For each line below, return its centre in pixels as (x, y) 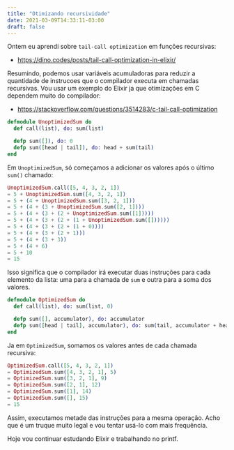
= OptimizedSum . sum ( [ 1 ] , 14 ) (49, 391)
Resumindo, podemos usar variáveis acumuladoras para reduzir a (101, 73)
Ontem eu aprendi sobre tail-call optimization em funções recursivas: (112, 47)
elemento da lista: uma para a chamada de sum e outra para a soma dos (109, 280)
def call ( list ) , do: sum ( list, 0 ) (63, 307)
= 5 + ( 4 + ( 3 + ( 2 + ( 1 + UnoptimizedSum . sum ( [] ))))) (88, 220)
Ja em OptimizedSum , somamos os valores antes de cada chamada (102, 345)
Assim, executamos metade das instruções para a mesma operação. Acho (114, 418)
